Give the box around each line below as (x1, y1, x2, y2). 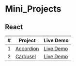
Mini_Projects (5, 3, 61, 15)
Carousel (15, 53, 36, 60)
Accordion (15, 45, 39, 52)
